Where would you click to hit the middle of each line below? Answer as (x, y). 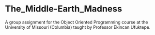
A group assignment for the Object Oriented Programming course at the (77, 22)
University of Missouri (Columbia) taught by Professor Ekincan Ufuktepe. (78, 27)
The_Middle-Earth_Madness (64, 9)
